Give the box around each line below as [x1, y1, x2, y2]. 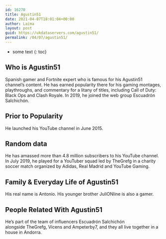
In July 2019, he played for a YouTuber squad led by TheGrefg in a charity [5, 158, 156, 164]
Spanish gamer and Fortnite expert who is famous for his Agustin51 [5, 76, 143, 82]
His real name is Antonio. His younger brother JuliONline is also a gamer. [5, 191, 154, 197]
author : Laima [5, 21, 35, 26]
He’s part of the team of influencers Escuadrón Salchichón [5, 219, 125, 225]
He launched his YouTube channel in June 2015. [5, 125, 103, 131]
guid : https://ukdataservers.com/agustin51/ [5, 30, 99, 35]
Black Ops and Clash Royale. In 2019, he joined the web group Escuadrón [5, 92, 156, 98]
